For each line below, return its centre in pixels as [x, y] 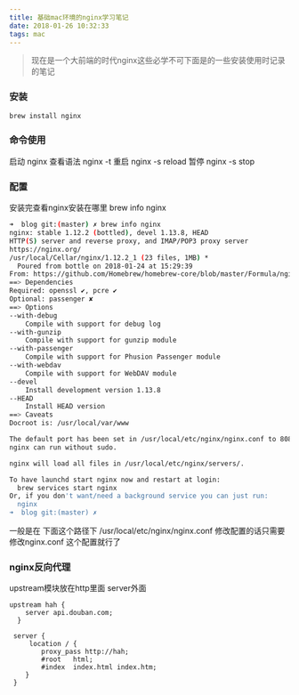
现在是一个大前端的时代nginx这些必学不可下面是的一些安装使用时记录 [158, 61]
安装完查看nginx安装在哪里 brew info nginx [88, 208]
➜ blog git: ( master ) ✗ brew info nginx [85, 225]
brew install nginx [45, 116]
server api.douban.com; [69, 613]
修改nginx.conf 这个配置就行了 [65, 542]
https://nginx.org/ [45, 249]
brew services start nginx [67, 488]
